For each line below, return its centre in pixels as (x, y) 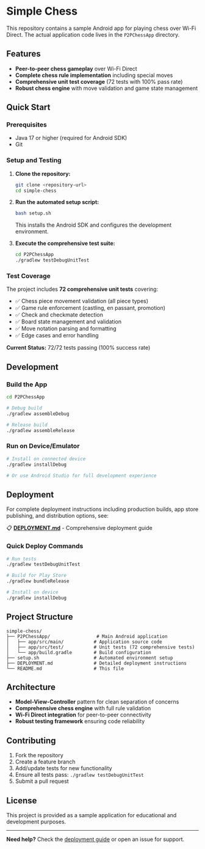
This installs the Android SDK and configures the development (93, 225)
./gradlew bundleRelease (38, 581)
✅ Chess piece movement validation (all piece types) (81, 301)
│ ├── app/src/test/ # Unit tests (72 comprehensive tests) (101, 647)
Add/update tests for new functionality (63, 768)
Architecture (31, 687)
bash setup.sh (33, 213)
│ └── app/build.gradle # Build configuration (79, 652)
